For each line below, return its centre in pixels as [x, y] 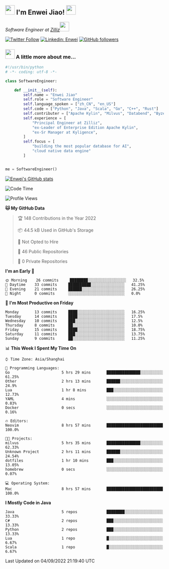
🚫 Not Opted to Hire [38, 242]
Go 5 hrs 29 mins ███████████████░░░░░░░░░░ [84, 372]
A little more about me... [46, 57]
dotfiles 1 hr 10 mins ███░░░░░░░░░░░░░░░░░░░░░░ [84, 460]
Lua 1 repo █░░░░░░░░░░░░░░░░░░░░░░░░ [84, 538]
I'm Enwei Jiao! [40, 12]
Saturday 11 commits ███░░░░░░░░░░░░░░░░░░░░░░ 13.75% [75, 334]
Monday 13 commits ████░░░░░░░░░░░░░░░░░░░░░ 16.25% [75, 312]
